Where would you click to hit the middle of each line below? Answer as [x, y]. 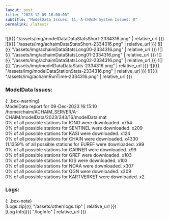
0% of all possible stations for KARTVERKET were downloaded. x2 [75, 177]
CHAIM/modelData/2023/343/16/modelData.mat [56, 117]
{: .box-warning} [22, 101]
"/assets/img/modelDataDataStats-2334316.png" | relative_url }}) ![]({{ [86, 66]
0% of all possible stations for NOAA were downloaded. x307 [69, 166]
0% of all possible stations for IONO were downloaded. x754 [69, 122]
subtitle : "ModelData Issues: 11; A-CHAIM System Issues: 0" [72, 19]
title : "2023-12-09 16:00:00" [37, 15]
